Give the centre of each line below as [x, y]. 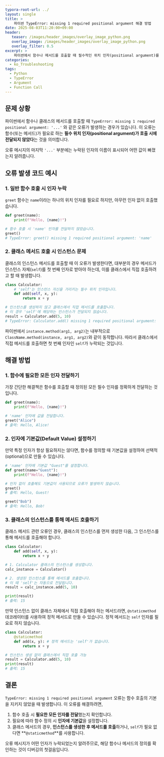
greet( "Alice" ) [21, 421]
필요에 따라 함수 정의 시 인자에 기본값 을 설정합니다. [60, 721]
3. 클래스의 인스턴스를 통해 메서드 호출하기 [52, 520]
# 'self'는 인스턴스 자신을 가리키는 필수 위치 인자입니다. [66, 289]
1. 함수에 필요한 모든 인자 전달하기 [42, 375]
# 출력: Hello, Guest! [27, 493]
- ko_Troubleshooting [32, 64]
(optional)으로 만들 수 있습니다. [35, 456]
